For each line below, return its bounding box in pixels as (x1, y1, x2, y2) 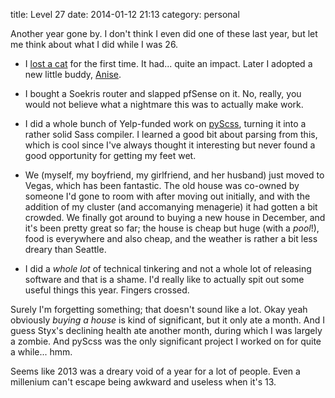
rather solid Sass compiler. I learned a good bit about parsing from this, (24, 129, 318, 140)
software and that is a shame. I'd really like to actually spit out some (24, 274, 305, 285)
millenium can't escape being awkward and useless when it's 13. (10, 376, 277, 388)
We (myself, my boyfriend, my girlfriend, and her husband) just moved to (24, 169, 325, 181)
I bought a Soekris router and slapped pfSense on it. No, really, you (24, 88, 302, 99)
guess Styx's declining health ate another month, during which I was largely (10, 325, 323, 336)
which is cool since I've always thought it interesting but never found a (24, 139, 316, 151)
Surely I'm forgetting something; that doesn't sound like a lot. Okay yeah (10, 304, 308, 315)
